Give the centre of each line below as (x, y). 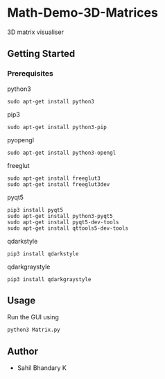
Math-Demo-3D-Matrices (82, 13)
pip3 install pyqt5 (35, 210)
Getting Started (41, 54)
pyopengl (21, 140)
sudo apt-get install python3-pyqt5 (60, 216)
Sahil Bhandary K (42, 368)
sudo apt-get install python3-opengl (62, 153)
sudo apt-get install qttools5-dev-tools (68, 228)
